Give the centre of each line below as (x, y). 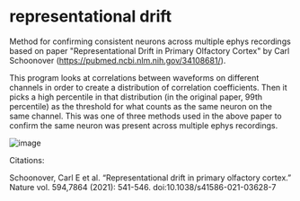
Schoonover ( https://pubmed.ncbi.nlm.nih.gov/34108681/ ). (118, 60)
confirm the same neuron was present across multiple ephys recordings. (144, 125)
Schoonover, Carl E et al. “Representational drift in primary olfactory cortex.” (150, 178)
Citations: (27, 160)
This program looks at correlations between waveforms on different (134, 77)
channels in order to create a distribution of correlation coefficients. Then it (148, 87)
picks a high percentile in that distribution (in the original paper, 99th (136, 97)
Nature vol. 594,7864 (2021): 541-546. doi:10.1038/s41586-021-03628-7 (143, 187)
